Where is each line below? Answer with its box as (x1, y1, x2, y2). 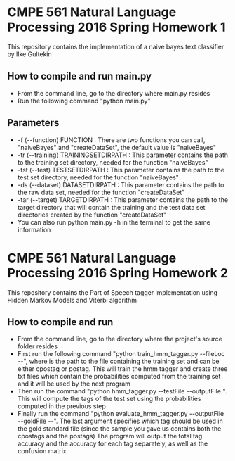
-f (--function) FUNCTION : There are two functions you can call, (17, 135, 206, 144)
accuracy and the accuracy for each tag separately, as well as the (17, 439, 208, 448)
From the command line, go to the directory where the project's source (17, 335, 222, 343)
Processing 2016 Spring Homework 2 (7, 265, 229, 281)
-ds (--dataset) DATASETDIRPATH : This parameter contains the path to (17, 180, 224, 189)
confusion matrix (17, 447, 67, 455)
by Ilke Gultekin (7, 50, 52, 58)
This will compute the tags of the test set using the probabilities (17, 395, 201, 403)
